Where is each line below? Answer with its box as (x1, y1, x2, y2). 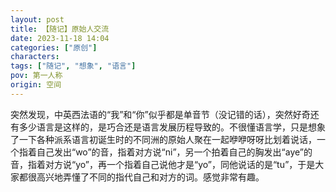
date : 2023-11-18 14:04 (10, 33, 110, 43)
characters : (10, 52, 60, 62)
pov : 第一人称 (10, 71, 63, 81)
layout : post (10, 14, 65, 25)
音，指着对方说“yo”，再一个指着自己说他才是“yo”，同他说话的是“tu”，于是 (10, 158, 316, 170)
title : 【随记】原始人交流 (10, 24, 110, 34)
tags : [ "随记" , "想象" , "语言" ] (10, 61, 137, 71)
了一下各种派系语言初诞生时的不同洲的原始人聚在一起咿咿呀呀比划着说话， (10, 133, 317, 145)
